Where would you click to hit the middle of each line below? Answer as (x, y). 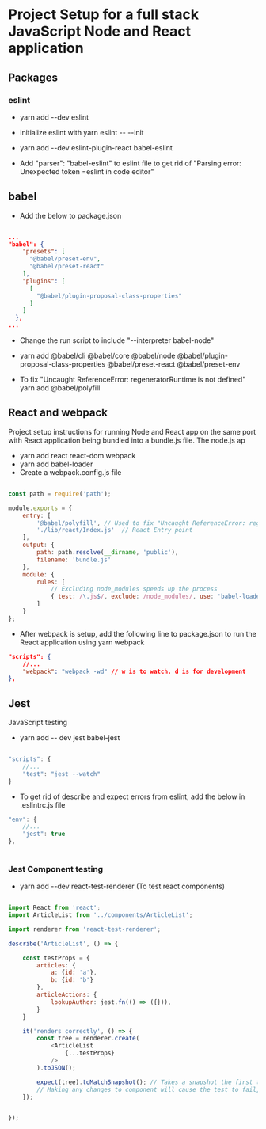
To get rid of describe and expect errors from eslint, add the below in (132, 796)
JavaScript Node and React (100, 31)
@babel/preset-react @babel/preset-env (174, 364)
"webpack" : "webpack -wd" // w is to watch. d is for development (134, 671)
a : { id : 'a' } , (74, 973)
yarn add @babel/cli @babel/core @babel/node (97, 356)
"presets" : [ (44, 252)
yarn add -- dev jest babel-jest (70, 738)
